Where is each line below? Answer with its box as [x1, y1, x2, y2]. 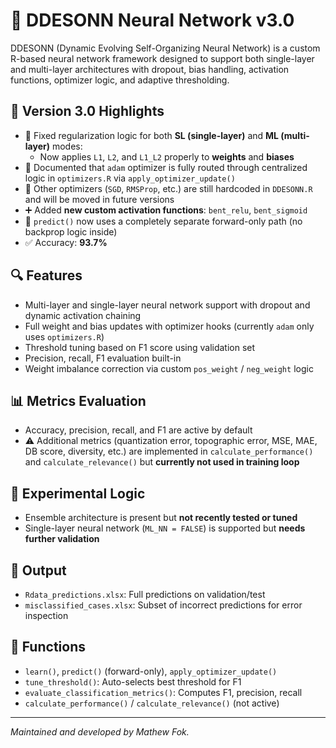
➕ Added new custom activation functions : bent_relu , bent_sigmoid [24, 204, 308, 216]
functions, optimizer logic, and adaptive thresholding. [10, 74, 230, 86]
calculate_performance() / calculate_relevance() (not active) [24, 697, 280, 709]
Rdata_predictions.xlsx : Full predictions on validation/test [24, 589, 266, 600]
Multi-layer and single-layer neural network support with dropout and [24, 299, 311, 311]
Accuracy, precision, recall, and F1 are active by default [24, 424, 253, 436]
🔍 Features [10, 267, 83, 284]
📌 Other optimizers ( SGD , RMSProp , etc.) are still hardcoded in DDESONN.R [24, 182, 313, 194]
